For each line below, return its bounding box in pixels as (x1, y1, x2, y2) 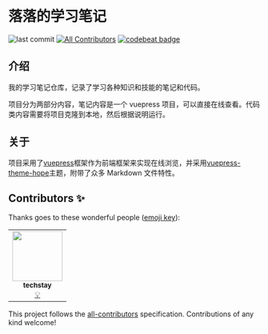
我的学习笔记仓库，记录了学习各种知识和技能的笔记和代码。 (8, 82, 205, 92)
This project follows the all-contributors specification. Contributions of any (8, 309, 254, 319)
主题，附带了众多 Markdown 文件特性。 (49, 167, 179, 177)
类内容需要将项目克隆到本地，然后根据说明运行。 (8, 109, 170, 119)
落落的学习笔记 (8, 7, 107, 26)
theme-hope (8, 167, 50, 177)
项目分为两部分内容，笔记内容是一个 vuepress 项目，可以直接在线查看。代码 (8, 99, 260, 109)
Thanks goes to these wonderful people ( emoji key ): (8, 213, 181, 223)
